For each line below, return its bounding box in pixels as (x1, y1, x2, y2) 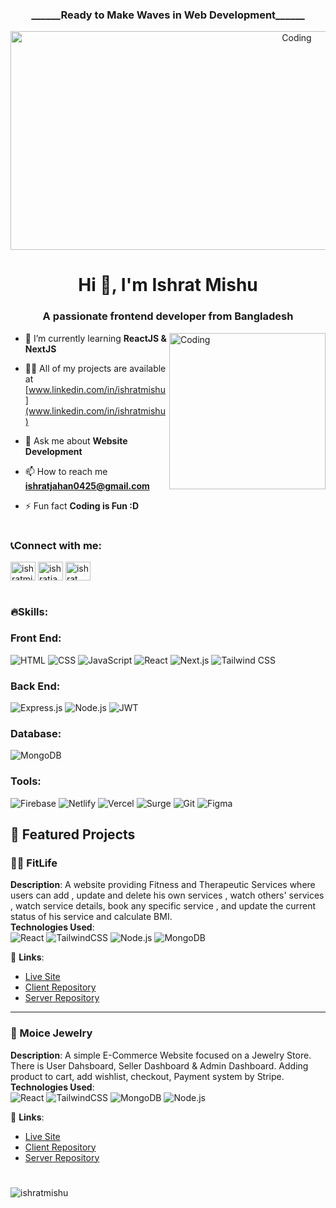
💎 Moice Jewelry (10, 1026, 93, 1040)
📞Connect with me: (10, 538, 103, 552)
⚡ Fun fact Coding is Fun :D (24, 499, 140, 512)
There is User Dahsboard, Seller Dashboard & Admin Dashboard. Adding (10, 1059, 309, 1072)
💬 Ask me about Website (24, 434, 128, 447)
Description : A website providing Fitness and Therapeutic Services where (10, 879, 316, 891)
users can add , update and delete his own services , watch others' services (10, 889, 325, 902)
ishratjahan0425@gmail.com (24, 479, 150, 492)
